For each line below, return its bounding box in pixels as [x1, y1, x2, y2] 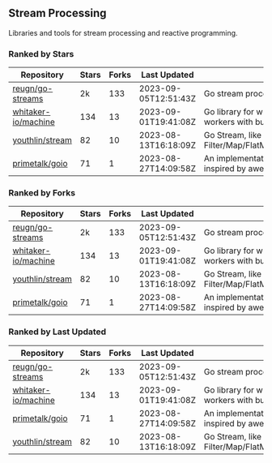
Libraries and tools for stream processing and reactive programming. [8, 28, 238, 37]
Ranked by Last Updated [8, 326, 107, 337]
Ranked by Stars [8, 48, 74, 59]
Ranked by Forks [8, 187, 75, 199]
